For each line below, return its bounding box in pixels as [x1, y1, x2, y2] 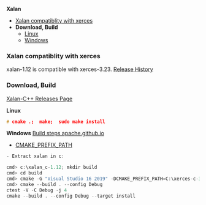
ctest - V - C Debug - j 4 [6, 187, 67, 193]
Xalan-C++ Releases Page [6, 95, 73, 102]
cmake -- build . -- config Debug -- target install [6, 193, 136, 199]
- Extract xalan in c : [6, 153, 64, 160]
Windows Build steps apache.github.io [6, 130, 104, 137]
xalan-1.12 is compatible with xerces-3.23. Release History [6, 65, 153, 73]
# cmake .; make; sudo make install [6, 119, 105, 125]
